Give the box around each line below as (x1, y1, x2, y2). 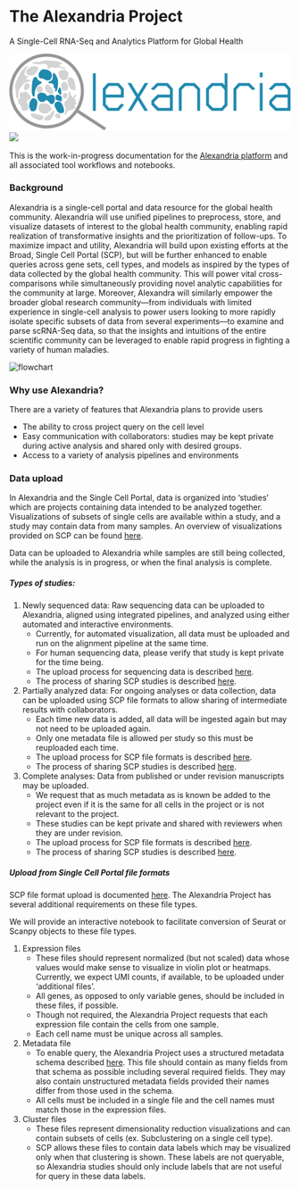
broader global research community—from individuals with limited (9, 296, 253, 307)
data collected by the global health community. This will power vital (9, 268, 257, 279)
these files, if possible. (35, 1000, 119, 1011)
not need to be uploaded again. (35, 723, 152, 734)
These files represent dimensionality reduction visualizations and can (35, 1123, 291, 1135)
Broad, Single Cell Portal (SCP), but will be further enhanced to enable (9, 249, 268, 260)
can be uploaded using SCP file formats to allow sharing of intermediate (21, 695, 287, 706)
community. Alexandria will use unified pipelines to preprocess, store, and (9, 212, 281, 222)
